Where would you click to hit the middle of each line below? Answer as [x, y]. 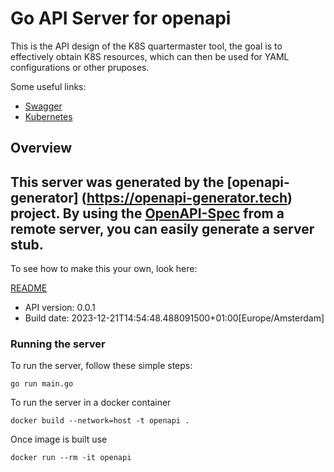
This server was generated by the [117, 182]
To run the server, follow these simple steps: [101, 366]
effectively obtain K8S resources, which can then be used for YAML [150, 56]
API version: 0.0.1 [60, 308]
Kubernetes [48, 116]
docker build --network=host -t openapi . [100, 421]
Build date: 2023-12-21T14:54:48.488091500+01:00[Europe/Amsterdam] [174, 318]
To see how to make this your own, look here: [104, 269]
